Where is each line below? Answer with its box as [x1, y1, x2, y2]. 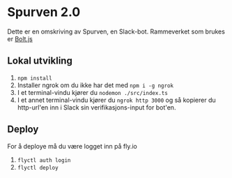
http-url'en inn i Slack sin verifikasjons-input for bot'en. [17, 103, 176, 112]
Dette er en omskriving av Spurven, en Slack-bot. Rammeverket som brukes [7, 27, 225, 36]
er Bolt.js [7, 34, 33, 43]
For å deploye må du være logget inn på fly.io [7, 142, 137, 150]
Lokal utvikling [7, 55, 73, 67]
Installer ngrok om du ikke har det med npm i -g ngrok [17, 81, 174, 89]
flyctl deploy [17, 164, 59, 171]
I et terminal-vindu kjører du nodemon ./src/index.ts [17, 88, 169, 96]
